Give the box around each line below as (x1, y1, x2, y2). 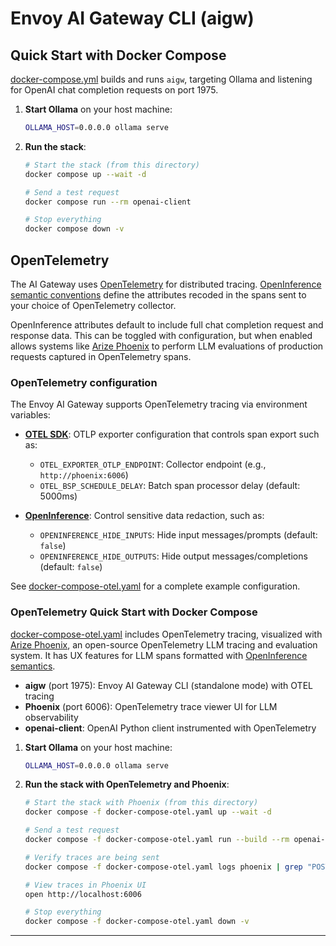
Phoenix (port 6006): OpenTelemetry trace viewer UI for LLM (24, 700, 278, 712)
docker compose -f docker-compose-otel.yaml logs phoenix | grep (24, 862, 303, 872)
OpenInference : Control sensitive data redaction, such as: (24, 510, 265, 522)
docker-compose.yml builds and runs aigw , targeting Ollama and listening (10, 73, 313, 85)
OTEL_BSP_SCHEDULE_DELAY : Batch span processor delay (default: (39, 480, 301, 492)
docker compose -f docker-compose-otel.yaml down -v (24, 917, 250, 927)
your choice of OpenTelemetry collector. (10, 299, 177, 311)
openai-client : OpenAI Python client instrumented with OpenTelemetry (24, 722, 317, 734)
